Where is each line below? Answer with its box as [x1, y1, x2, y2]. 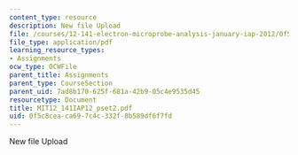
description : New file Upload [9, 21, 122, 30]
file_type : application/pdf [9, 37, 114, 47]
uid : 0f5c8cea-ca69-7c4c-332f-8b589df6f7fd [9, 112, 173, 120]
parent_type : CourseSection [9, 79, 114, 88]
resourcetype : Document [9, 95, 98, 105]
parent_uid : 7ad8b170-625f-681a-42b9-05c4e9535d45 [9, 87, 200, 96]
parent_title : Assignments [9, 71, 109, 80]
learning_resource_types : [9, 46, 105, 55]
